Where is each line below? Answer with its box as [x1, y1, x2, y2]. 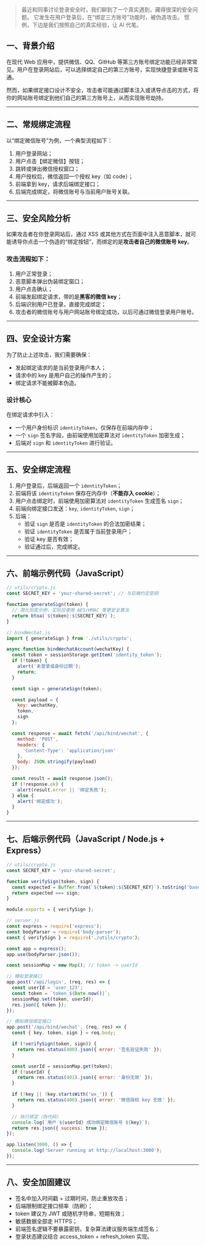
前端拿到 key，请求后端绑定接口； [15, 180, 101, 188]
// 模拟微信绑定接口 [6, 1018, 51, 1025]
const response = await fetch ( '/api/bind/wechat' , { [12, 730, 149, 737]
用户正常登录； [15, 270, 53, 277]
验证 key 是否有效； [24, 535, 74, 542]
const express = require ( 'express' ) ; [6, 924, 103, 930]
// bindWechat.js [6, 629, 51, 636]
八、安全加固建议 [6, 1177, 71, 1187]
